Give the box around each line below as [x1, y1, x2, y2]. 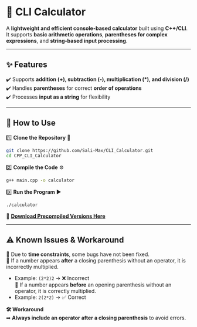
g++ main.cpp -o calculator [6, 177, 75, 184]
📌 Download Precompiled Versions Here [6, 213, 106, 220]
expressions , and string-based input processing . [6, 37, 128, 44]
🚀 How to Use [6, 118, 56, 128]
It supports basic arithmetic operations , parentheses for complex [6, 31, 168, 38]
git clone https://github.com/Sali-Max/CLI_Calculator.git [6, 147, 154, 153]
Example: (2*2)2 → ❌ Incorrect [14, 274, 90, 281]
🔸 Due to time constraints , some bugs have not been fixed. [6, 251, 150, 258]
